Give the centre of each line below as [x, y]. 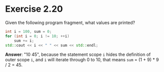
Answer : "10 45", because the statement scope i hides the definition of [78, 54]
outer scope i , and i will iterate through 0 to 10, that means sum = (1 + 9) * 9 [82, 60]
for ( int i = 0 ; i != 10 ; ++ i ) [37, 36]
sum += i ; [24, 41]
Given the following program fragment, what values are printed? [70, 23]
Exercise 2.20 [34, 9]
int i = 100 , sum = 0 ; [28, 31]
